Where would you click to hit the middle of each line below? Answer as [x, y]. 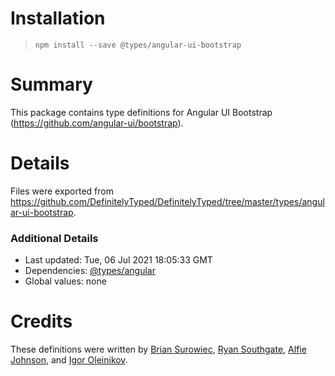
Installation [58, 18]
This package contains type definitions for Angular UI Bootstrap [141, 112]
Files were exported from [62, 191]
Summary [51, 84]
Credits [41, 321]
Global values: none [65, 281]
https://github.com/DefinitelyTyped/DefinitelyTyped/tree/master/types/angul [167, 201]
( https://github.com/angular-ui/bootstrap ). [97, 123]
